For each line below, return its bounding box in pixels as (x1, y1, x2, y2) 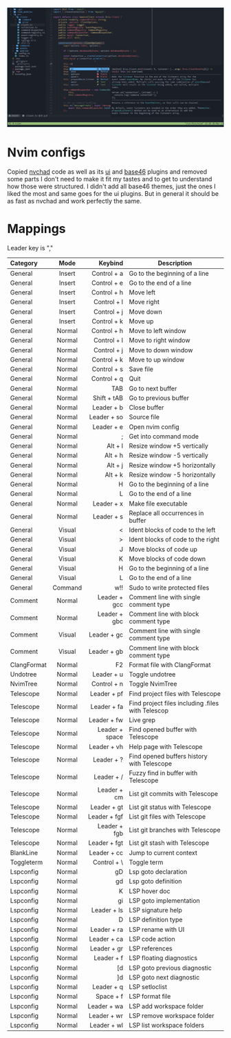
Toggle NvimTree (129, 680, 177, 688)
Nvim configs (7, 145, 86, 161)
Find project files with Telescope (129, 689, 221, 697)
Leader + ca (89, 935, 124, 943)
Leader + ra (90, 925, 124, 933)
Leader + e (92, 422, 124, 431)
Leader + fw (88, 716, 124, 724)
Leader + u (92, 670, 124, 679)
